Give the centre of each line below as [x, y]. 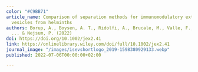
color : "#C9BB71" [27, 11]
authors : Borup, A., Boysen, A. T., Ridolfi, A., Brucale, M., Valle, [95, 28]
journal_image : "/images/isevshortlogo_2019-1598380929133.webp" [88, 50]
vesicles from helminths [42, 22]
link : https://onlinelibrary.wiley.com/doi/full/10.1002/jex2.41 [88, 44]
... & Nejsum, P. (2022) [42, 33]
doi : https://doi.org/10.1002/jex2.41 [54, 39]
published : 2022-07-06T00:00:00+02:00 [54, 55]
